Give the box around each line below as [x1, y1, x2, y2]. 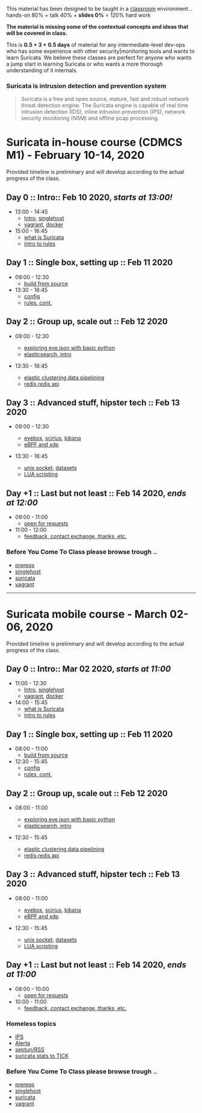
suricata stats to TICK [14, 1052, 69, 1059]
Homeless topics [6, 1019, 57, 1028]
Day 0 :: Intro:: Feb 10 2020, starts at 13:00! [6, 192, 173, 202]
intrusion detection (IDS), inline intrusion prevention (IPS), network [20, 108, 185, 116]
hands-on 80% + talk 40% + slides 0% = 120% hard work [6, 11, 151, 19]
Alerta [14, 1039, 31, 1046]
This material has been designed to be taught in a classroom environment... [6, 5, 194, 12]
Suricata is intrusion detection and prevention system [6, 81, 167, 90]
